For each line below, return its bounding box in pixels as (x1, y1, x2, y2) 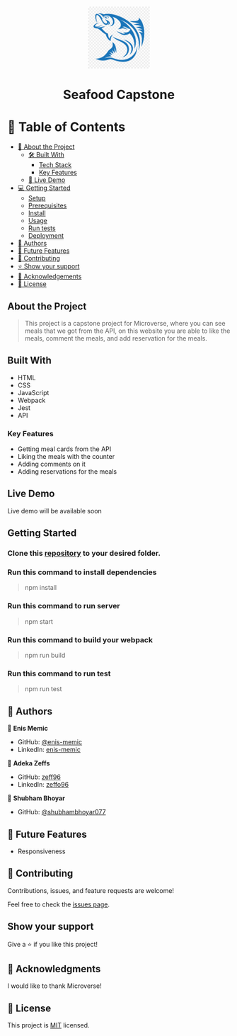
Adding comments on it (17, 460, 86, 469)
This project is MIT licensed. (7, 1021, 90, 1030)
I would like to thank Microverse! (7, 981, 102, 990)
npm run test (24, 685, 62, 693)
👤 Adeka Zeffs (7, 759, 50, 768)
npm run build (24, 651, 66, 660)
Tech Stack (38, 161, 72, 169)
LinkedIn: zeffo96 (17, 780, 69, 789)
